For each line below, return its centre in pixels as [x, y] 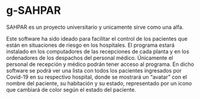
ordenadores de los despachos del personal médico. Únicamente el [90, 58]
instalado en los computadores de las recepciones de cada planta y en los [98, 51]
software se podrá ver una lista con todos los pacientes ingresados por [94, 70]
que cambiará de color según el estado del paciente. [71, 89]
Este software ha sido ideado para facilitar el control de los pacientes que [97, 38]
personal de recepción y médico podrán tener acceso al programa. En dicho [100, 64]
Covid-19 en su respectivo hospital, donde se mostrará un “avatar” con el [97, 77]
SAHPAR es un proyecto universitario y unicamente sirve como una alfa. [95, 27]
